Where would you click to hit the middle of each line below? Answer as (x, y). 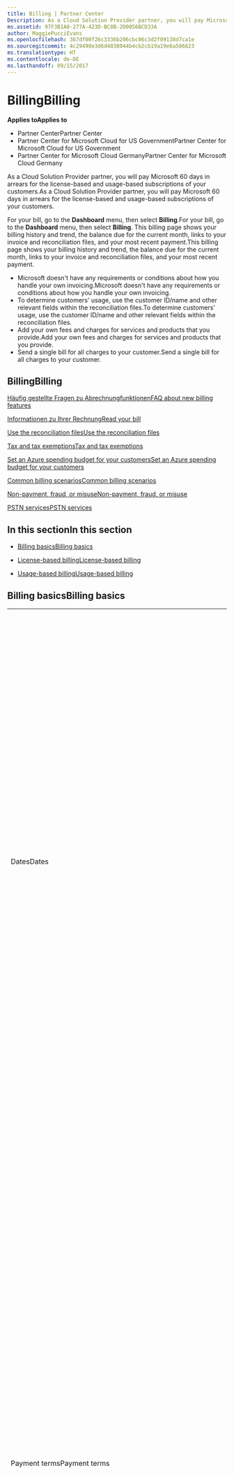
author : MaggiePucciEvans (45, 33)
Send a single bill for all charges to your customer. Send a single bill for (118, 352)
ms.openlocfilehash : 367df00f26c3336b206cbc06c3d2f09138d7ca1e (101, 40)
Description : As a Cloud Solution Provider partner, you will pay (106, 20)
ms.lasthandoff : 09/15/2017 (48, 66)
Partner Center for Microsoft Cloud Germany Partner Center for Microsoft (122, 155)
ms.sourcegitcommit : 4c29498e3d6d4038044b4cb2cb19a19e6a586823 (101, 46)
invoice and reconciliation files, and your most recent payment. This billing (113, 242)
